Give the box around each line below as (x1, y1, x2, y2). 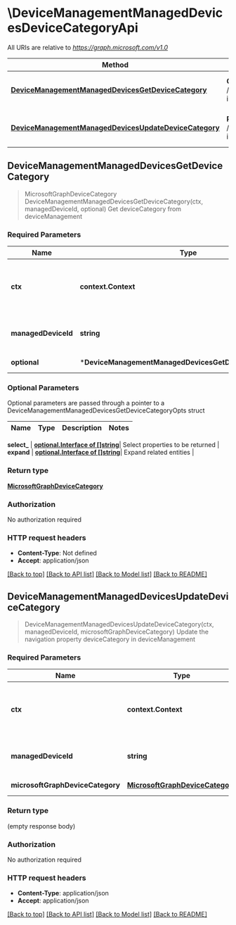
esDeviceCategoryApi (7, 20, 138, 36)
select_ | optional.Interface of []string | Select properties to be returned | (7, 441, 220, 449)
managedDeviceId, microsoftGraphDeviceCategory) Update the (24, 628, 209, 636)
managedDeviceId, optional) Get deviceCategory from (24, 204, 181, 213)
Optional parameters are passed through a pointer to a (7, 399, 165, 408)
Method (101, 60, 129, 70)
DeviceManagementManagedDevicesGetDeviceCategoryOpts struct (7, 406, 205, 415)
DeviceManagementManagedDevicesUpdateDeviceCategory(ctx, (24, 620, 214, 629)
